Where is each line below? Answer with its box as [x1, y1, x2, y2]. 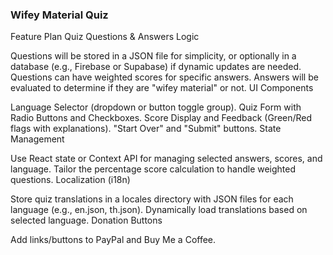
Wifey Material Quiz [10, 8, 109, 22]
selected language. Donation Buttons [10, 214, 163, 227]
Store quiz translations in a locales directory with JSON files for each [10, 193, 294, 205]
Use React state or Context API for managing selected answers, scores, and [10, 153, 323, 165]
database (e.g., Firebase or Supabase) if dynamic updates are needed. [10, 61, 302, 73]
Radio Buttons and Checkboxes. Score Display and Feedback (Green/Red [10, 112, 313, 124]
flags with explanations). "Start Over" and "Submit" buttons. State [10, 123, 282, 135]
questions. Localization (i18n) [10, 174, 131, 186]
